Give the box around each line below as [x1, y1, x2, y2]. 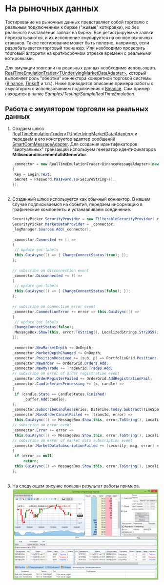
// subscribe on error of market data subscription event [12, 438, 133, 443]
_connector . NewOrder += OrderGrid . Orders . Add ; [12, 361, 109, 366]
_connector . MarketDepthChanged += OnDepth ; [12, 350, 102, 355]
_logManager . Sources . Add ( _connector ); [12, 227, 91, 232]
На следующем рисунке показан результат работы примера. [12, 483, 140, 489]
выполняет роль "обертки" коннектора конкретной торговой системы [5, 75, 152, 81]
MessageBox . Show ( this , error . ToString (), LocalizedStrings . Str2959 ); [14, 330, 159, 335]
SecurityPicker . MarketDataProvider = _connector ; [12, 222, 116, 227]
